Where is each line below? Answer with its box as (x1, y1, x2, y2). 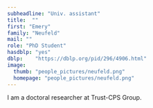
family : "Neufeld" (7, 29, 60, 37)
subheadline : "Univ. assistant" (7, 10, 100, 17)
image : (7, 62, 26, 69)
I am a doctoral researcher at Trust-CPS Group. (7, 93, 142, 102)
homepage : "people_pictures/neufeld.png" (13, 74, 135, 82)
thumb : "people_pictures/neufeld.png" (13, 68, 126, 75)
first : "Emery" (7, 23, 51, 30)
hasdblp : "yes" (7, 49, 51, 56)
